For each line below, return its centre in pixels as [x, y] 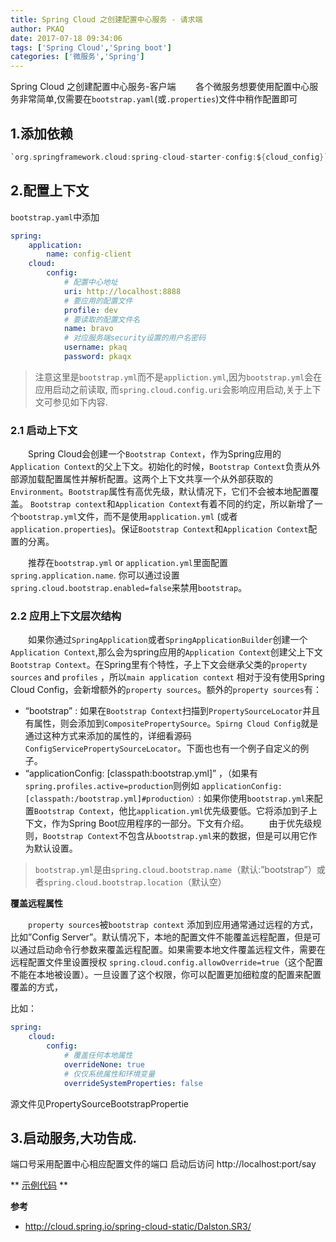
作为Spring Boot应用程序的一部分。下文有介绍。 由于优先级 [182, 823]
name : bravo [88, 329]
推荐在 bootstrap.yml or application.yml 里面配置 [128, 563]
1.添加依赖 [42, 133]
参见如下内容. [80, 402]
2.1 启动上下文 [44, 430]
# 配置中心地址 [90, 282]
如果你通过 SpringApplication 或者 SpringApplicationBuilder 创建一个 [167, 640]
